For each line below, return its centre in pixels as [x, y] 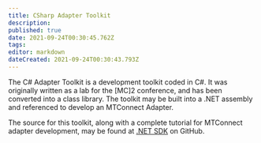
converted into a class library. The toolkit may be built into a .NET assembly [130, 99]
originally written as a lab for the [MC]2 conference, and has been [115, 90]
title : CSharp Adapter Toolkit [60, 15]
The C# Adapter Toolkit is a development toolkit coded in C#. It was [118, 82]
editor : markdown [37, 52]
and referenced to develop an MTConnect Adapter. [91, 107]
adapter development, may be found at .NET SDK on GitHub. [106, 130]
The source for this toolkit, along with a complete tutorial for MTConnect [125, 122]
